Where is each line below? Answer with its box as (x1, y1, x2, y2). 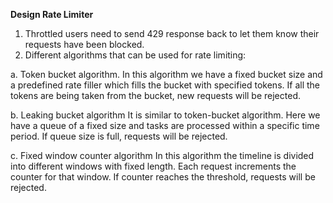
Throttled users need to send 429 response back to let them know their (24, 28, 320, 39)
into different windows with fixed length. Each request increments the (10, 160, 297, 172)
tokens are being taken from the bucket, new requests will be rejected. (10, 90, 301, 101)
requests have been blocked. (24, 39, 145, 50)
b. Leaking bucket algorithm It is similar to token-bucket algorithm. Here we (10, 109, 321, 121)
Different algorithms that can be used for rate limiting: (24, 49, 247, 61)
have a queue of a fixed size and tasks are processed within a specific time (10, 120, 320, 131)
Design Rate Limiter (10, 9, 94, 20)
